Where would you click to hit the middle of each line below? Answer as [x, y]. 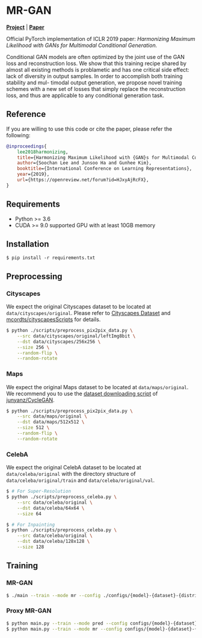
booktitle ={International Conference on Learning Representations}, [105, 169]
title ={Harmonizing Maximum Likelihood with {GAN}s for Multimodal [103, 157]
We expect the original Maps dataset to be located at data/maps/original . [97, 387]
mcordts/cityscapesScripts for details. [54, 319]
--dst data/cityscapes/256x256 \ [59, 342]
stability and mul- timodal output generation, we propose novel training [94, 83]
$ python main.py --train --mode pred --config [67, 623]
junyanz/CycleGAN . [31, 400]
